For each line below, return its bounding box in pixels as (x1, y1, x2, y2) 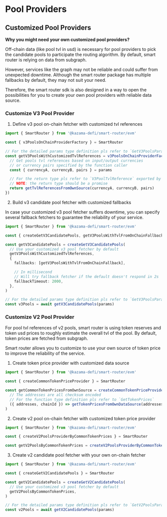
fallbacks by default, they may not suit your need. (5, 77, 106, 83)
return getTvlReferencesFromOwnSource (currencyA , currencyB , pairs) (9, 186, 155, 191)
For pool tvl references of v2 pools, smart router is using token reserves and (5, 325, 162, 331)
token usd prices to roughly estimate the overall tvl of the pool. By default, (5, 330, 157, 336)
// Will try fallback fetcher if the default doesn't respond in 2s (14, 274, 159, 279)
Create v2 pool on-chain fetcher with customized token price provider (12, 415, 156, 421)
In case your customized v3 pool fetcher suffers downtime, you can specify (5, 209, 160, 215)
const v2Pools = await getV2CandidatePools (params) (5, 508, 114, 513)
